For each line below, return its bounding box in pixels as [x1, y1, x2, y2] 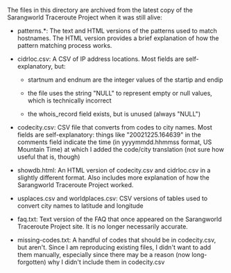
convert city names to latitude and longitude [17, 202, 144, 210]
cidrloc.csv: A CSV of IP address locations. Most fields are [17, 55, 185, 63]
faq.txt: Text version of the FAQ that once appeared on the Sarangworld [17, 215, 222, 223]
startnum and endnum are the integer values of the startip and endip [27, 76, 223, 84]
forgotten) [17, 258, 46, 266]
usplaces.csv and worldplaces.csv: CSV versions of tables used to [17, 194, 208, 202]
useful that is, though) [17, 152, 80, 161]
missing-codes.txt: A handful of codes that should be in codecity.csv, [17, 236, 216, 244]
